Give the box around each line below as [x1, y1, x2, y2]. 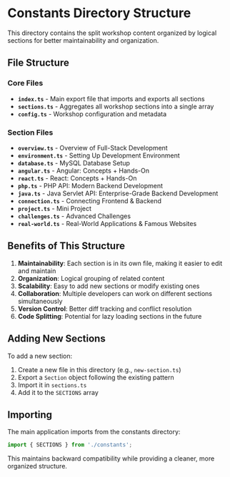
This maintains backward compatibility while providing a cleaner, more [7, 454, 215, 463]
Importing [7, 409, 52, 421]
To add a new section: [7, 352, 73, 360]
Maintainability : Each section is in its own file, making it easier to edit [17, 259, 223, 267]
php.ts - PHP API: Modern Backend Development [17, 181, 163, 190]
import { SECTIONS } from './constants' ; [7, 441, 133, 448]
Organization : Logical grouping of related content [17, 274, 165, 282]
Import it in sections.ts [17, 380, 87, 389]
